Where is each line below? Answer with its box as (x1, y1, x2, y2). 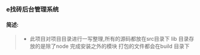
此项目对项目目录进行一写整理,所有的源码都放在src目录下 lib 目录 (29, 35, 189, 43)
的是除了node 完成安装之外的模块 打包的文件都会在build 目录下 (35, 43, 190, 50)
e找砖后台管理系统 (6, 5, 59, 13)
